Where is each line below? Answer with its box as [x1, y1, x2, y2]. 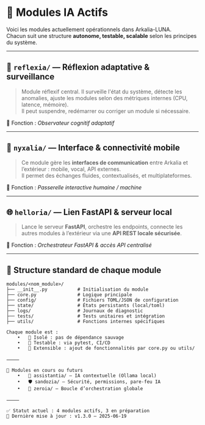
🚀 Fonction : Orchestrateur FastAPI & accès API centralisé [6, 241, 153, 249]
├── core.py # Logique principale [6, 292, 132, 298]
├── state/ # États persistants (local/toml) [6, 302, 165, 309]
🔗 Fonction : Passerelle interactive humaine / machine [6, 183, 142, 191]
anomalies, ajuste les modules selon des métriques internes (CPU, [21, 94, 188, 101]
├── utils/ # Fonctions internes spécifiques [6, 319, 165, 325]
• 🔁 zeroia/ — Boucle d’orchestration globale [17, 386, 143, 392]
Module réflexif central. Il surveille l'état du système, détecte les [21, 88, 182, 95]
